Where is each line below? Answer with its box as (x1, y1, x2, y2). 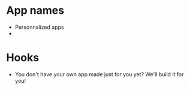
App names (6, 4, 65, 17)
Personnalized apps (14, 23, 64, 31)
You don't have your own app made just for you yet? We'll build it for (14, 70, 184, 78)
